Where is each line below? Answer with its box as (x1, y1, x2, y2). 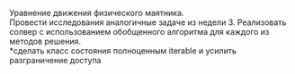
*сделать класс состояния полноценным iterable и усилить (9, 45, 237, 56)
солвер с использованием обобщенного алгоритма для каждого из (9, 27, 270, 37)
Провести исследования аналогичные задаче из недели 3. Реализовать (9, 17, 287, 28)
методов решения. (9, 36, 81, 46)
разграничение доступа (9, 55, 102, 65)
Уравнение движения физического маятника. (9, 8, 184, 18)
